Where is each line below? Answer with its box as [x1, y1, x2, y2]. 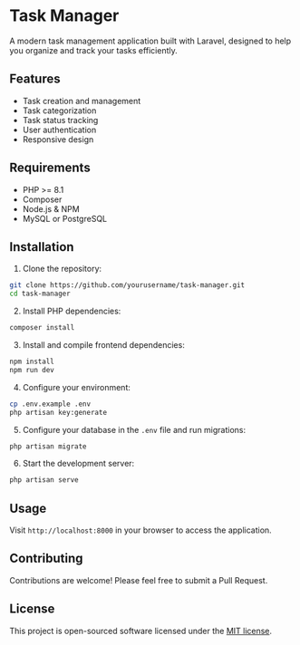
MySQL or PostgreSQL [22, 213, 108, 224]
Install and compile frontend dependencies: [22, 340, 186, 350]
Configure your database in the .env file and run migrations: [22, 424, 247, 435]
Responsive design [22, 133, 94, 145]
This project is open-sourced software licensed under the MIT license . [9, 625, 273, 636]
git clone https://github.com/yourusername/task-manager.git [9, 281, 246, 290]
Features [9, 72, 61, 87]
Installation [9, 239, 74, 255]
